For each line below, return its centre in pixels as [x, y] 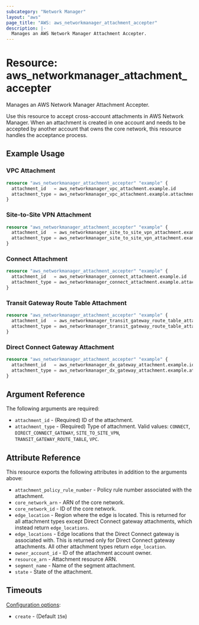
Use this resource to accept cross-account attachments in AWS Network [95, 116]
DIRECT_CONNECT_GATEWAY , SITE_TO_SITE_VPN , [67, 433]
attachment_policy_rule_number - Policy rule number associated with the [103, 490]
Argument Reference [46, 394]
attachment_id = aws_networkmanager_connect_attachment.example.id [99, 277]
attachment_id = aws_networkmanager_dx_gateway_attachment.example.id [103, 365]
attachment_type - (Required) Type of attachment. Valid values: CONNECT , [102, 426]
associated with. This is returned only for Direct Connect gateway [95, 540]
